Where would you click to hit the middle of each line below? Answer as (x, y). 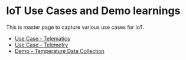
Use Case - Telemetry (41, 45)
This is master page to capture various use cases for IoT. (75, 27)
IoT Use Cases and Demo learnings (93, 11)
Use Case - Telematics (42, 38)
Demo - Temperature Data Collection (59, 51)
